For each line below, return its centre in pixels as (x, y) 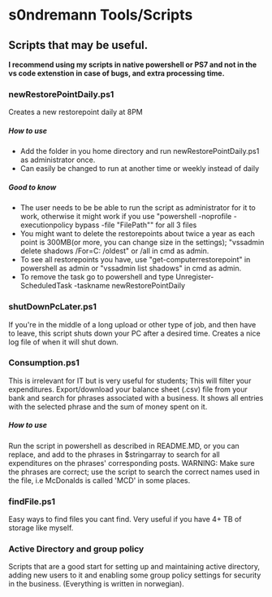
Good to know (32, 187)
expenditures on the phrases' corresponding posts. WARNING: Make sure (132, 463)
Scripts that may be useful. (78, 45)
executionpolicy (47, 225)
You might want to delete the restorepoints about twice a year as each (138, 234)
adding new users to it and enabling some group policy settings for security (135, 575)
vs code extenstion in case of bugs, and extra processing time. (117, 73)
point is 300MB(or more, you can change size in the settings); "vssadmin (142, 243)
